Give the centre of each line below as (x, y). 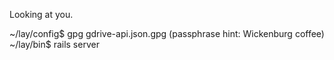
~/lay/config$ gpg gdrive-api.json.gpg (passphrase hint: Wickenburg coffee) (167, 33)
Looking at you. (41, 14)
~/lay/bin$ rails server (54, 44)
